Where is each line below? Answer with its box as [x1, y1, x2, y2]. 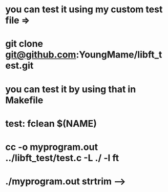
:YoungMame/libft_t [76, 49, 162, 61]
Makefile [5, 94, 44, 106]
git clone [5, 38, 44, 50]
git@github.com [5, 49, 76, 61]
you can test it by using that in [5, 83, 136, 95]
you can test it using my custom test [5, 4, 163, 15]
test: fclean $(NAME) [5, 118, 97, 129]
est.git [5, 60, 34, 71]
